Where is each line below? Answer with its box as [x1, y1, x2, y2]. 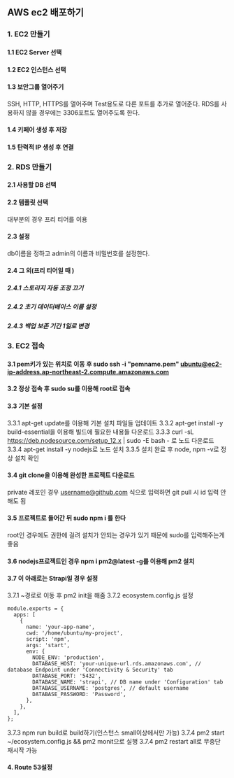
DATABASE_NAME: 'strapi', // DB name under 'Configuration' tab [32, 678, 224, 686]
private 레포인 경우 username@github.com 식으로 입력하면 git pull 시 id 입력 [7, 488, 219, 496]
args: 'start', [25, 642, 71, 649]
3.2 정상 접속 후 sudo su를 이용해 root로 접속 [7, 384, 131, 393]
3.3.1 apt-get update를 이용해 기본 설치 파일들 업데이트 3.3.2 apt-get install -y [7, 418, 224, 427]
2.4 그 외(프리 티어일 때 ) [7, 267, 75, 275]
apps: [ [13, 611, 36, 618]
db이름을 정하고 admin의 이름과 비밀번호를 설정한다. [7, 249, 150, 257]
